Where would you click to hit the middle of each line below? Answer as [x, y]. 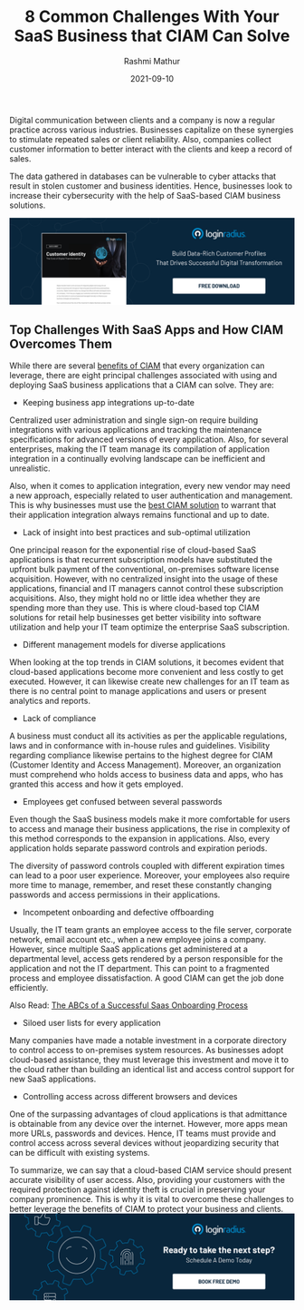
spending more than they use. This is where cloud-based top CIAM [134, 608]
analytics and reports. [50, 701]
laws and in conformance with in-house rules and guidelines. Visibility [140, 746]
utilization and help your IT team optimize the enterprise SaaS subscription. [150, 627]
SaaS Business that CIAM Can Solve [152, 36]
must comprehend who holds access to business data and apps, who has [146, 775]
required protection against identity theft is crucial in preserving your [138, 1189]
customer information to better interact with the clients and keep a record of [151, 149]
